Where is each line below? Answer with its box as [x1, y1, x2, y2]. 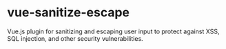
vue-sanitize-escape [7, 5, 130, 20]
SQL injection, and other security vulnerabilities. [7, 34, 143, 42]
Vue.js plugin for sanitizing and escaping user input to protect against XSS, [7, 27, 220, 35]
